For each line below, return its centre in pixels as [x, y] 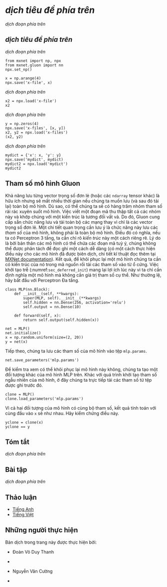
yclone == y [17, 427]
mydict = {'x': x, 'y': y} [33, 155]
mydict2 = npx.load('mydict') [37, 164]
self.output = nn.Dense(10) [52, 307]
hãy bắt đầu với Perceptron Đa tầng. [42, 280]
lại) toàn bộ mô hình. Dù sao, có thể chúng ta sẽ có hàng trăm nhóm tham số [84, 206]
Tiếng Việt [23, 514]
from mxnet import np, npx [33, 61]
